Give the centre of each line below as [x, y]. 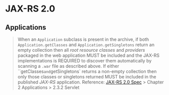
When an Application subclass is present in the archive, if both [83, 39]
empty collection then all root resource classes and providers [81, 50]
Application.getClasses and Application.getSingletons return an [86, 45]
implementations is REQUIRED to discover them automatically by [84, 61]
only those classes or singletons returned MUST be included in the [87, 77]
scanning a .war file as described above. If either [68, 66]
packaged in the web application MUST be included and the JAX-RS [89, 55]
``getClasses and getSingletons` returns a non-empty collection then [87, 71]
